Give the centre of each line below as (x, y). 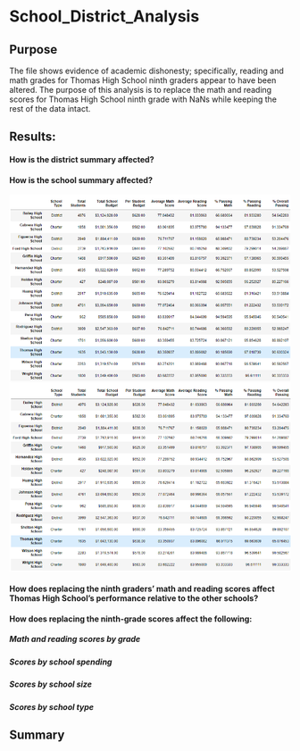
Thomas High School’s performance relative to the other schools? (134, 598)
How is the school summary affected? (81, 179)
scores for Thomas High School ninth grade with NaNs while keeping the (143, 99)
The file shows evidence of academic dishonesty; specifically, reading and (146, 71)
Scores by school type (52, 706)
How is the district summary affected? (82, 159)
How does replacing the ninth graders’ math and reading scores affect (142, 589)
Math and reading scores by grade (75, 639)
